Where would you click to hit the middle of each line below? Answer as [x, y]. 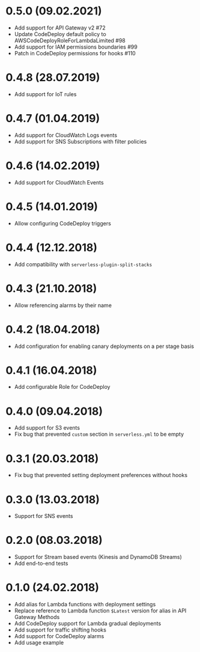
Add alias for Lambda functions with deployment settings [85, 605]
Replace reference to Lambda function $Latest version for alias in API [100, 611]
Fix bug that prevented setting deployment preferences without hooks [101, 475]
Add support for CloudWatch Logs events [66, 135]
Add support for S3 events [47, 428]
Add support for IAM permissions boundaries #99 [76, 47]
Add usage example [39, 643]
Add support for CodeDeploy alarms [59, 636]
